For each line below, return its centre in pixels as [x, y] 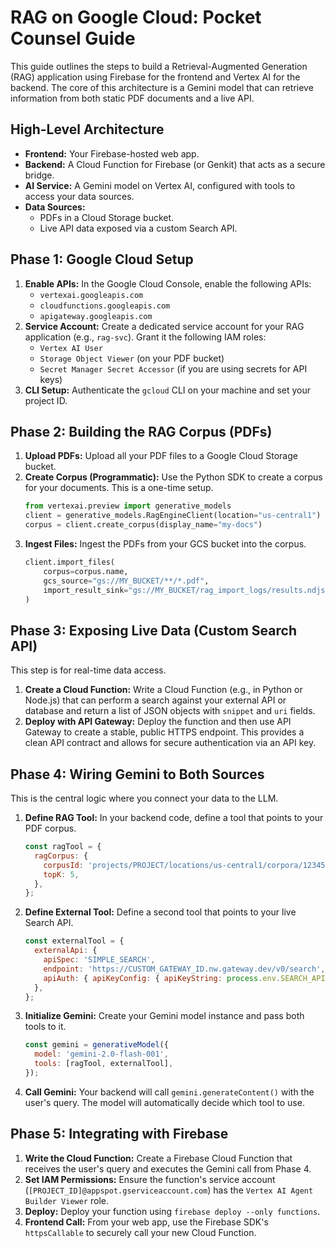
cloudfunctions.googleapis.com [105, 306]
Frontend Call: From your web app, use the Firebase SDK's [146, 1222]
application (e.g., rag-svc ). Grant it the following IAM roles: [145, 337]
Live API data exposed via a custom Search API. [138, 228]
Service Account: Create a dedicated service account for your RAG [164, 326]
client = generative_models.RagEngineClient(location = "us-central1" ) [173, 516]
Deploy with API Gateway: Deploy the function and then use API [158, 722]
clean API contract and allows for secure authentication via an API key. [170, 743]
